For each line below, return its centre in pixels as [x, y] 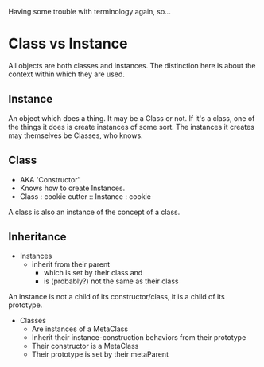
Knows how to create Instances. [72, 188]
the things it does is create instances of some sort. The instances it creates [131, 127]
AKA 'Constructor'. [50, 179]
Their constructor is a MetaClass [85, 346]
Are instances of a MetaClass [80, 329]
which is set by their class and [93, 273]
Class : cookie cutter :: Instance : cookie [85, 196]
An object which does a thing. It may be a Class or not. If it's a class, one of [132, 118]
